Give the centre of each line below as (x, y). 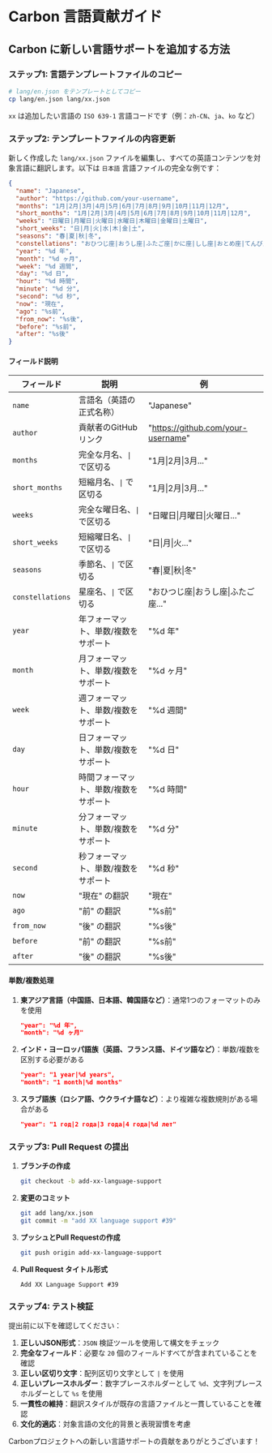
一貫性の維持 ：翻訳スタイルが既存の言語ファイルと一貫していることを (137, 1404)
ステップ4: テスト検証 (51, 1306)
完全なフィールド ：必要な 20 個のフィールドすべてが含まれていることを (138, 1353)
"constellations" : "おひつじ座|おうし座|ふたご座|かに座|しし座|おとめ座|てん (136, 243)
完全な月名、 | (105, 455)
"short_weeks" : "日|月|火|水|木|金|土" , (81, 229)
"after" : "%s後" (42, 334)
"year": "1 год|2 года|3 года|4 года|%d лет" (98, 1124)
